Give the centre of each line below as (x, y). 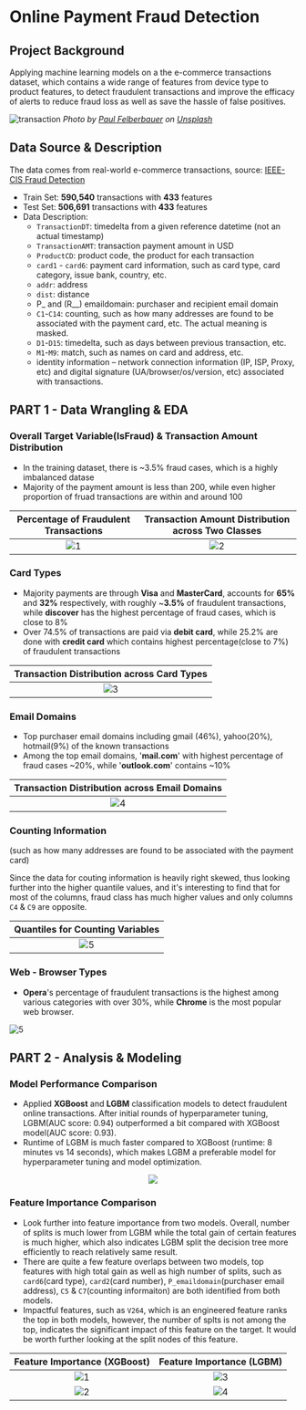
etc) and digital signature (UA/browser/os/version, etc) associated (160, 371)
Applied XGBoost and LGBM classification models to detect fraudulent (155, 1104)
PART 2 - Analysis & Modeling (96, 1058)
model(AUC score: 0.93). (69, 1133)
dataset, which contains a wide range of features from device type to (139, 82)
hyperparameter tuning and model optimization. (112, 1162)
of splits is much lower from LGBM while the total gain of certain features (159, 1232)
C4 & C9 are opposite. (48, 907)
